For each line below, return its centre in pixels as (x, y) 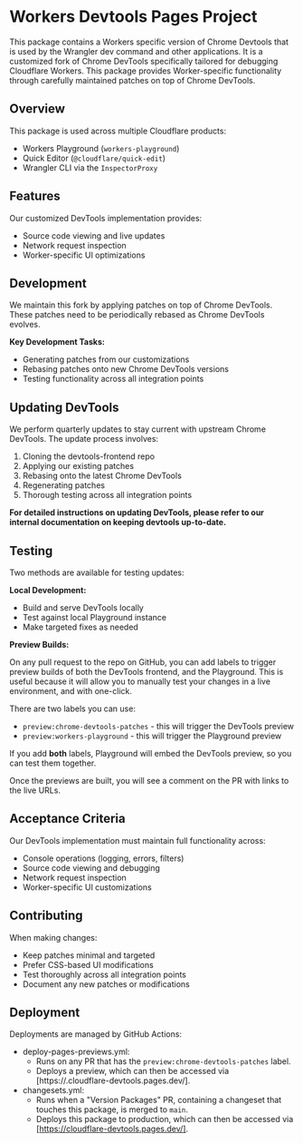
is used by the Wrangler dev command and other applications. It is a (137, 51)
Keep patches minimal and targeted (89, 955)
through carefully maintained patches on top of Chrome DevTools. (133, 80)
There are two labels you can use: (72, 708)
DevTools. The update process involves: (84, 439)
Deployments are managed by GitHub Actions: (96, 1034)
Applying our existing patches (78, 466)
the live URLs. (35, 790)
